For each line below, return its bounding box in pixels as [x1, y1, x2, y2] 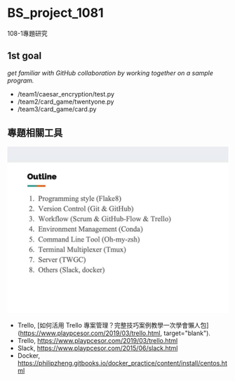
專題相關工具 [7, 127, 63, 139]
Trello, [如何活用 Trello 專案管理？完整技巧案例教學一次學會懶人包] [17, 320, 209, 329]
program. [7, 76, 34, 85]
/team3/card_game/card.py [17, 104, 97, 113]
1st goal [7, 50, 42, 62]
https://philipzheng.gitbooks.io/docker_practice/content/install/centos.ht [17, 358, 228, 367]
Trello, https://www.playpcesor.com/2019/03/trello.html [17, 336, 178, 344]
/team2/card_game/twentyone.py [17, 97, 114, 106]
